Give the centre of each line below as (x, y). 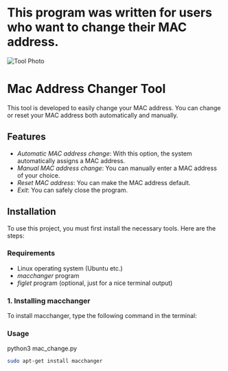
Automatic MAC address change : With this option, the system (104, 153)
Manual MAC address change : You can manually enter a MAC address (117, 168)
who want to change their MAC (97, 27)
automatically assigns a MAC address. (71, 160)
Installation (32, 212)
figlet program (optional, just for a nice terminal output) (95, 283)
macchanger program (48, 275)
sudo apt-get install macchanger (55, 361)
